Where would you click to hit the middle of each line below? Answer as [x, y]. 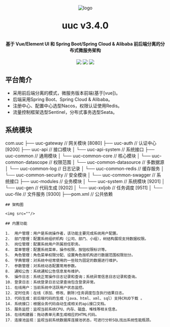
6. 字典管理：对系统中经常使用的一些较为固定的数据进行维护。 [63, 261]
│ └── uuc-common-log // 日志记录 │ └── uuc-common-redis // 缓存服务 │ [85, 169]
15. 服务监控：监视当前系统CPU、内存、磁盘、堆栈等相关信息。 [62, 309]
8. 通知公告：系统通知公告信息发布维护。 [44, 271]
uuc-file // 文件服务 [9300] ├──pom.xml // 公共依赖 [59, 194]
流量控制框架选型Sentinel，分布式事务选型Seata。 [65, 112]
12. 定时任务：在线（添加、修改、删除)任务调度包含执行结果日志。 [66, 293]
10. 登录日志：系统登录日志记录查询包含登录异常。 [52, 282]
